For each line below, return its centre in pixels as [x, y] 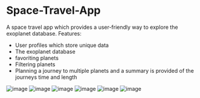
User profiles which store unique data [62, 45]
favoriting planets [37, 58]
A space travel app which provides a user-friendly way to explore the [92, 27]
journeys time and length [46, 77]
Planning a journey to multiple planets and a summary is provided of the [105, 70]
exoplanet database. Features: [44, 33]
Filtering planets [35, 64]
